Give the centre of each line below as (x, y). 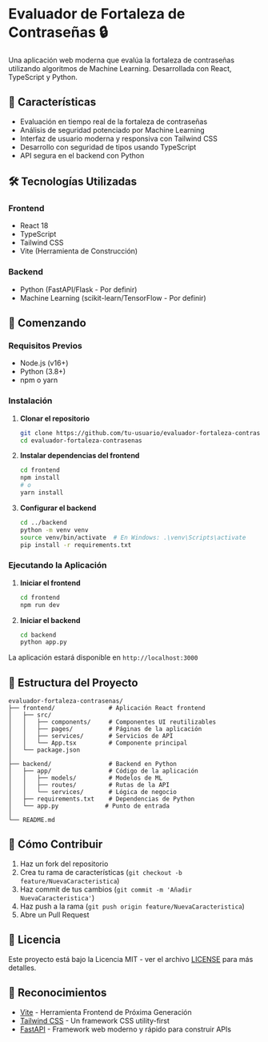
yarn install (42, 493)
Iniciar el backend (50, 620)
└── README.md (32, 820)
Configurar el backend (58, 508)
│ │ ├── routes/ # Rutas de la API (89, 785)
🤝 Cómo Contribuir (56, 844)
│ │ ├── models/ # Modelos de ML (85, 778)
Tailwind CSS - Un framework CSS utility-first (94, 1020)
